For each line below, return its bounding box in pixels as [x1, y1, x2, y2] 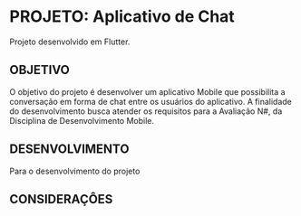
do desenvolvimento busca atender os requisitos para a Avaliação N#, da [9, 106, 283, 117]
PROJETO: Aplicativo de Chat [9, 6, 236, 27]
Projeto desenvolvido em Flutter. [9, 36, 131, 47]
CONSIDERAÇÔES [9, 192, 113, 207]
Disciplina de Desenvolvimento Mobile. [9, 115, 155, 126]
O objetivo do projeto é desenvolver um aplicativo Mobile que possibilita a [9, 86, 286, 97]
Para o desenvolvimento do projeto [9, 165, 141, 176]
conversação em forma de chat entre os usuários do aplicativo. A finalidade [9, 96, 292, 107]
